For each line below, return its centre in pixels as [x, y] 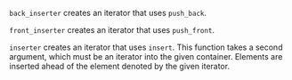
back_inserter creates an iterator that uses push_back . [108, 13]
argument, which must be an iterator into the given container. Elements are [146, 56]
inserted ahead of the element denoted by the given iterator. [119, 66]
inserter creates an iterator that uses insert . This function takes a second [146, 47]
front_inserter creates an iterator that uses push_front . [112, 30]
